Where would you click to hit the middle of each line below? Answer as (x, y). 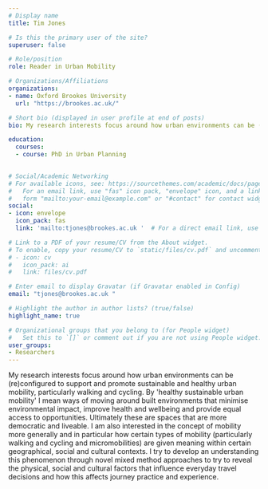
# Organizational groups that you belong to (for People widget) (119, 330)
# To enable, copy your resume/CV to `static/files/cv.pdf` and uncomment (135, 250)
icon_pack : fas (41, 221)
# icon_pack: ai (39, 265)
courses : (30, 147)
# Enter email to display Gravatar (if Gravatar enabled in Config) (124, 287)
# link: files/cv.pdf (48, 272)
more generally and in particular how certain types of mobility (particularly (130, 435)
